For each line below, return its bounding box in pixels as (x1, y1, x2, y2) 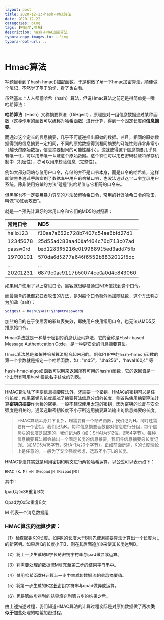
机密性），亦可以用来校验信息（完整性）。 (18, 158, 99, 164)
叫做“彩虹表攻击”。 (5, 198, 43, 203)
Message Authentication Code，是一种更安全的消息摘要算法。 (5, 341, 130, 347)
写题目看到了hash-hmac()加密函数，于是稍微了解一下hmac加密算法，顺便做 (5, 79, 158, 85)
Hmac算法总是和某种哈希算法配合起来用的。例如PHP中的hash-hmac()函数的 (5, 351, 159, 357)
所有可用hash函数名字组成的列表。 (13, 374, 83, 379)
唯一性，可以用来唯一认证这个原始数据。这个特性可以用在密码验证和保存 (9, 153, 155, 158)
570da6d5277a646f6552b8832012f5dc (38, 253, 135, 260)
